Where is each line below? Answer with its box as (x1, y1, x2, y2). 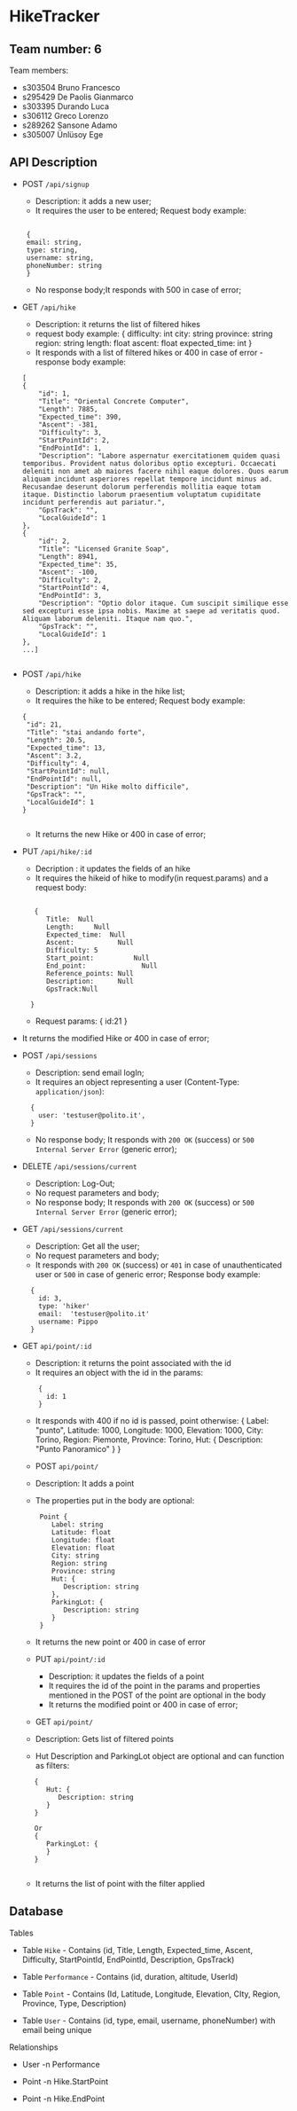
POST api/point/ (35, 1461, 99, 1471)
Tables (9, 1927, 34, 1938)
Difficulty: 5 (45, 946, 98, 954)
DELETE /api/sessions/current (21, 1160, 137, 1172)
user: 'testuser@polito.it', (38, 1110, 146, 1119)
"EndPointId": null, (26, 774, 102, 783)
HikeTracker (9, 6, 100, 27)
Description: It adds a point (35, 1478, 135, 1488)
